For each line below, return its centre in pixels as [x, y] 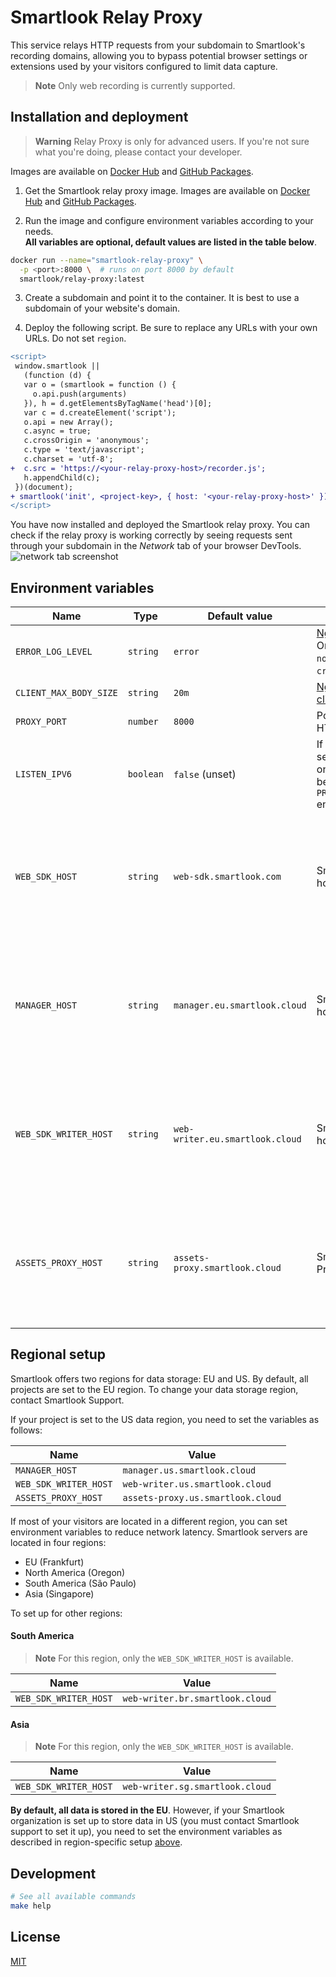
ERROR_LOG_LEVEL [54, 652]
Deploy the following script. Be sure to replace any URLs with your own [171, 328]
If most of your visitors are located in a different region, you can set [149, 1521]
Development [53, 1873]
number [143, 722]
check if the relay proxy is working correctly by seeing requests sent [151, 535]
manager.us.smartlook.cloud [189, 1470]
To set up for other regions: [66, 1613]
